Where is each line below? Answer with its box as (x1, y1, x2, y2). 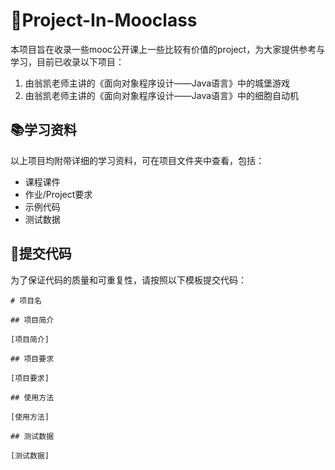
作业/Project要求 (24, 188, 93, 200)
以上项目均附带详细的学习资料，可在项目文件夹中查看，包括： (10, 154, 265, 166)
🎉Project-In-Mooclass (10, 9, 198, 32)
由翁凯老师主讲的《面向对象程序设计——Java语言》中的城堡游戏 (24, 77, 291, 89)
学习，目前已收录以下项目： (10, 55, 125, 68)
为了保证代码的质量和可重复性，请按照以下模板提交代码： (10, 274, 247, 286)
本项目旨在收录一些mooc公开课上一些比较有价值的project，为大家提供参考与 (10, 43, 326, 55)
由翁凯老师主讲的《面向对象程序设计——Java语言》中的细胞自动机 (24, 89, 300, 101)
